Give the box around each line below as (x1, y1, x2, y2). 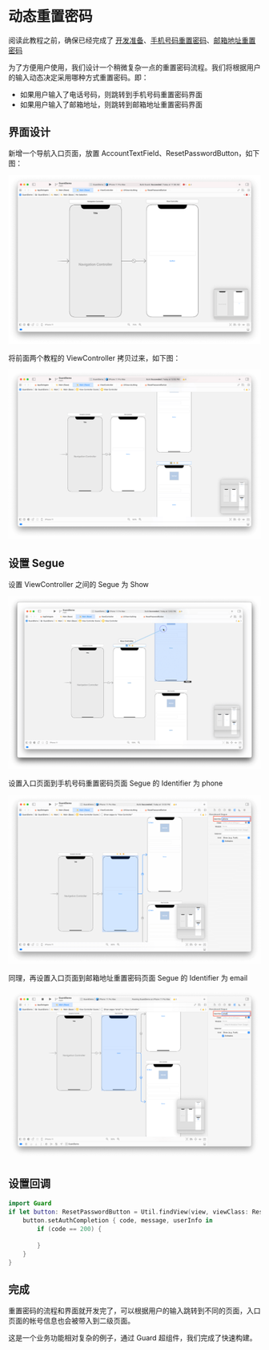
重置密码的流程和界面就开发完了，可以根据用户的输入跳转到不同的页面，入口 (8, 1306, 261, 1315)
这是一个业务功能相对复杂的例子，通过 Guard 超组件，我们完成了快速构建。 (8, 1332, 258, 1342)
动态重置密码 (8, 7, 94, 26)
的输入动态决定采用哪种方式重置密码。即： (8, 72, 149, 82)
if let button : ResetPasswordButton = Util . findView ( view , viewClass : (8, 1208, 249, 1216)
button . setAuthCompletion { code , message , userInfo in (22, 1216, 214, 1225)
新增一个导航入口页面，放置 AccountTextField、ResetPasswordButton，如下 (8, 148, 260, 157)
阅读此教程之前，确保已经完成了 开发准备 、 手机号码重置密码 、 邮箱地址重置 (8, 35, 256, 45)
